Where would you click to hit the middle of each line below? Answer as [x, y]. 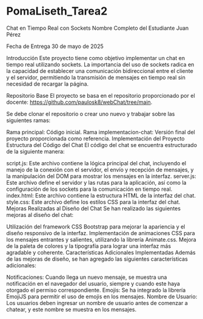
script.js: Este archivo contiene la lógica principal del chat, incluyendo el [96, 163]
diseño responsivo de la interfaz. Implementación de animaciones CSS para [101, 233]
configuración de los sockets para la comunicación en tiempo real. [89, 189]
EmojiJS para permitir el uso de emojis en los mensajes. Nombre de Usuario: [102, 297]
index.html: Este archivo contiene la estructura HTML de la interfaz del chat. [101, 195]
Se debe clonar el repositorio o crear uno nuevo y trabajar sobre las [91, 114]
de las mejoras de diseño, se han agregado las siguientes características [97, 259]
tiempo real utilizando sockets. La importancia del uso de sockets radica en [100, 64]
